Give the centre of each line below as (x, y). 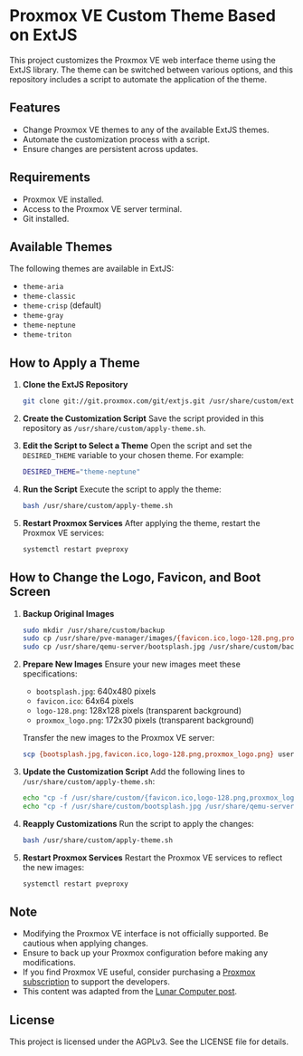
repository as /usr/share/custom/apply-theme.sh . (114, 428)
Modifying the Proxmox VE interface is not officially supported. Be (145, 934)
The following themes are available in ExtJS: (92, 269)
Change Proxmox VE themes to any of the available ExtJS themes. (146, 130)
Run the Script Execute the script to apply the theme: (122, 489)
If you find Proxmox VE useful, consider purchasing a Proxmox (139, 972)
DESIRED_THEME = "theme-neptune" (81, 472)
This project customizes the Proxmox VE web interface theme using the (142, 60)
